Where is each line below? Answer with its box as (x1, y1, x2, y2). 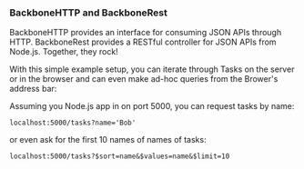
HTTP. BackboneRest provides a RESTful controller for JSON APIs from (9, 36, 277, 47)
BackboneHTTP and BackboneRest (9, 6, 168, 19)
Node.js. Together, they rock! (9, 46, 118, 57)
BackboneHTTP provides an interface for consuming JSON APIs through (9, 27, 282, 38)
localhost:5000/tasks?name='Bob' (9, 118, 137, 128)
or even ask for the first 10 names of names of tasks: (9, 134, 207, 145)
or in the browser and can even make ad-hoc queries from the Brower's (9, 74, 279, 84)
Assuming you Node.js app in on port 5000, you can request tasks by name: (9, 101, 295, 112)
